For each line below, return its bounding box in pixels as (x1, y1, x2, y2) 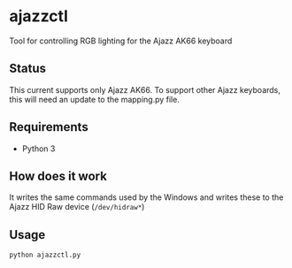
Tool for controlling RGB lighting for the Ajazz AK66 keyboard (9, 35, 233, 46)
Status (9, 61, 47, 76)
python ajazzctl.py (9, 250, 81, 260)
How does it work (9, 168, 108, 183)
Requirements (9, 119, 88, 134)
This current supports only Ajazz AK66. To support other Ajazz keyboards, (9, 84, 281, 95)
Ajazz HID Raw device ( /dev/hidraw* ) (9, 202, 145, 212)
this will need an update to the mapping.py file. (9, 94, 180, 104)
